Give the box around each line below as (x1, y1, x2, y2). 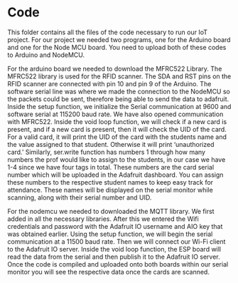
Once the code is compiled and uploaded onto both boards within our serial (7, 259, 229, 268)
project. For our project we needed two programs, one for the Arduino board (7, 35, 231, 43)
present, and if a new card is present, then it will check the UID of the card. (7, 125, 227, 133)
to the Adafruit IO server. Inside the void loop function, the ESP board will (7, 245, 222, 253)
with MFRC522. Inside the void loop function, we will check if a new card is (7, 117, 227, 125)
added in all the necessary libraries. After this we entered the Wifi (7, 215, 199, 223)
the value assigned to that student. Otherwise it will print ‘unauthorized (7, 140, 215, 148)
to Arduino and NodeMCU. (7, 51, 85, 59)
